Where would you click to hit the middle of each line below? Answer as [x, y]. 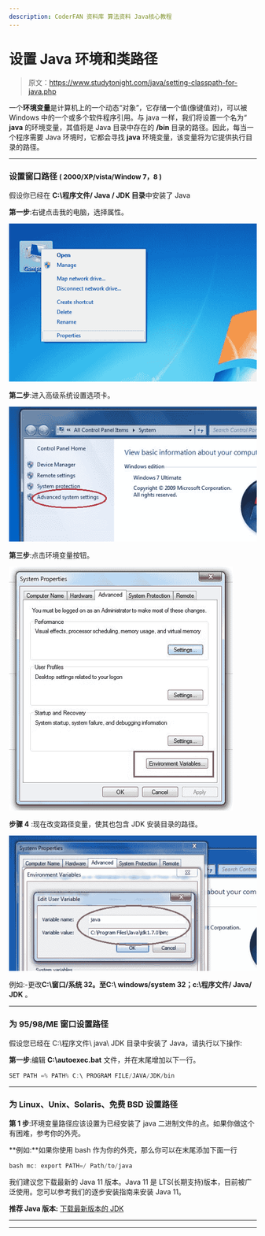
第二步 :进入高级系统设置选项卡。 [62, 395]
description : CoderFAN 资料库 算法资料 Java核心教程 [90, 17]
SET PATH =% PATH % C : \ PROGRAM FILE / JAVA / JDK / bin [92, 1075]
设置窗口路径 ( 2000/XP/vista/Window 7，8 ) [85, 176]
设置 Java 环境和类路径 [83, 59]
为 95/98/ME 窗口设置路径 [59, 1024]
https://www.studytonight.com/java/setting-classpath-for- [144, 82]
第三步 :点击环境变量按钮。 [52, 555]
